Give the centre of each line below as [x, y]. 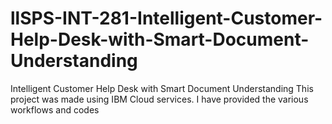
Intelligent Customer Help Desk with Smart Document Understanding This [162, 88]
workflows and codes [55, 109]
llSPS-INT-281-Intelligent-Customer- [166, 18]
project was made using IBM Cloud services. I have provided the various [159, 99]
